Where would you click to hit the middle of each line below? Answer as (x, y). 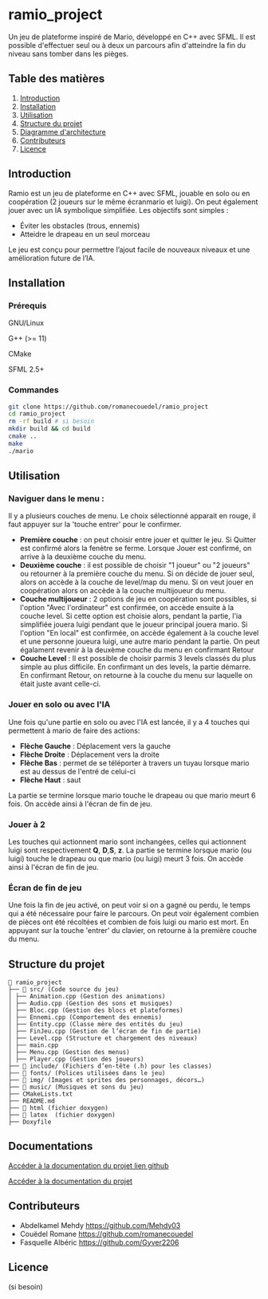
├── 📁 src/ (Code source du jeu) (64, 990)
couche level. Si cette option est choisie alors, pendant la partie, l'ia (131, 616)
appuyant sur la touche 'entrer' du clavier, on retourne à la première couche (133, 931)
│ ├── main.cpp (33, 1045)
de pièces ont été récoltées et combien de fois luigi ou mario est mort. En (128, 922)
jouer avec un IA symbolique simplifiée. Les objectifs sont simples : (118, 210)
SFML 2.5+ (26, 369)
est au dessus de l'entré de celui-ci (77, 771)
